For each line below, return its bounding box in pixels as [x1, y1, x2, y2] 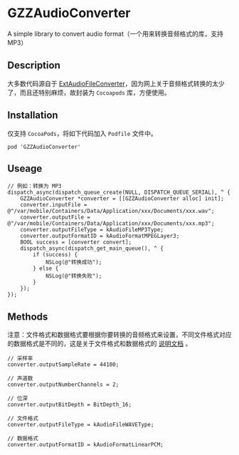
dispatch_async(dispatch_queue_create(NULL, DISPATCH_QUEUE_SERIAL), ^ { [7, 189, 231, 197]
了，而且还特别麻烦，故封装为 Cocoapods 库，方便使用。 [7, 88, 171, 97]
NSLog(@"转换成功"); [45, 258, 102, 266]
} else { [33, 265, 59, 272]
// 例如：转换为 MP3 [7, 183, 62, 190]
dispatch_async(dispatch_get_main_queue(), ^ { [20, 245, 164, 252]
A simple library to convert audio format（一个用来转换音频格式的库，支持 [7, 29, 224, 38]
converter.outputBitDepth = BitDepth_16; [7, 401, 132, 409]
